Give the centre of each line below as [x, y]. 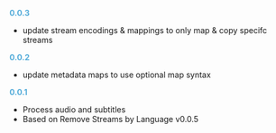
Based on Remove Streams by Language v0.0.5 [110, 119]
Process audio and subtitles [74, 110]
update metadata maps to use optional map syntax [117, 75]
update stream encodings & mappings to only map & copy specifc [145, 30]
